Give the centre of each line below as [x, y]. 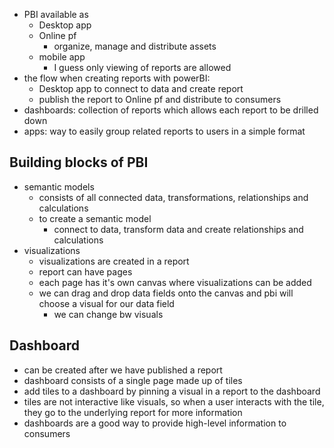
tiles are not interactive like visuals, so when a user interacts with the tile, [174, 401]
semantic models [59, 186]
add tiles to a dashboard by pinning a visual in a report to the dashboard [172, 391]
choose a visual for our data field [106, 303]
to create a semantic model [95, 218]
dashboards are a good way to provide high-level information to [155, 423]
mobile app [62, 57]
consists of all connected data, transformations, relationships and [173, 197]
